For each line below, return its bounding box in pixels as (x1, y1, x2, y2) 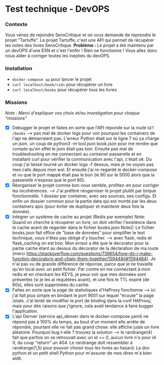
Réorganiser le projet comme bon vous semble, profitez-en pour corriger (12, 182, 159, 188)
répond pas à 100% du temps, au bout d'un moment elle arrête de (12, 319, 145, 325)
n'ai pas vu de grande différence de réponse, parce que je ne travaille (12, 261, 153, 267)
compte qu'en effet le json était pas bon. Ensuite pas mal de (12, 146, 133, 152)
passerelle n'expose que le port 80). (12, 177, 86, 183)
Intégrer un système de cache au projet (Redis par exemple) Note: (12, 214, 146, 220)
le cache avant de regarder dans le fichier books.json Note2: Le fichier (12, 224, 155, 231)
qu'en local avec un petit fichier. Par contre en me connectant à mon (12, 266, 151, 272)
